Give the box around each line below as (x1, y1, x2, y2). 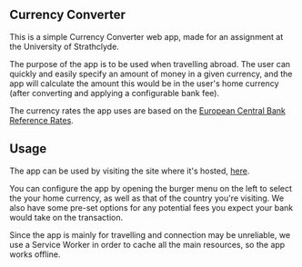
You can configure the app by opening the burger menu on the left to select (9, 183, 293, 193)
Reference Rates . (9, 114, 75, 125)
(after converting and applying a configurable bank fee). (9, 87, 220, 98)
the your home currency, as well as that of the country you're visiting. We (9, 193, 285, 203)
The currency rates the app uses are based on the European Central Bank (9, 104, 287, 116)
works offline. (9, 249, 61, 260)
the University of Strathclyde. (9, 41, 120, 52)
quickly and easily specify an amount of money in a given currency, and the (9, 68, 293, 79)
